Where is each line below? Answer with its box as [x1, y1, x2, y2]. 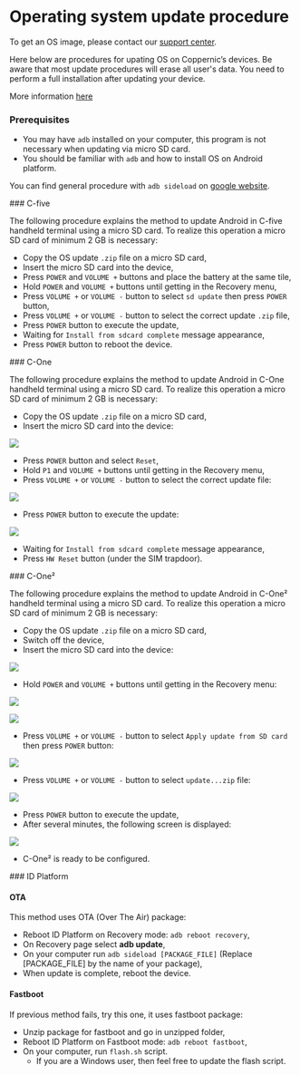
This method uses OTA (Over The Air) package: [9, 912, 187, 923]
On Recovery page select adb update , [22, 939, 166, 950]
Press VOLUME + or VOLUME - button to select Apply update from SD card [22, 731, 288, 741]
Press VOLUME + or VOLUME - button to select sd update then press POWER [22, 291, 287, 302]
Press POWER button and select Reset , [22, 455, 159, 466]
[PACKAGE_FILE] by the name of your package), [22, 958, 203, 969]
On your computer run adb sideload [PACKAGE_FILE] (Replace [22, 949, 253, 960]
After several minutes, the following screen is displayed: [22, 818, 232, 830]
